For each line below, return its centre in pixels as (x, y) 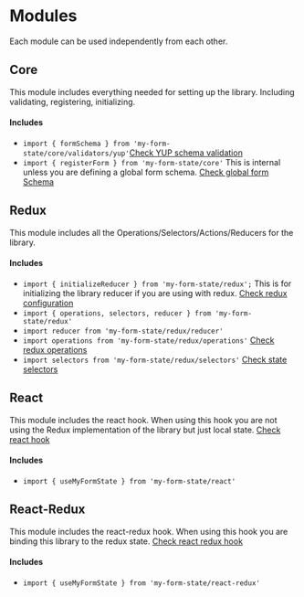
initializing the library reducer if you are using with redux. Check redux (155, 293)
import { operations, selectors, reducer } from (117, 313)
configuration (48, 303)
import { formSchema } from (76, 144)
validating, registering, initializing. (73, 101)
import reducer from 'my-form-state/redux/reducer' (123, 331)
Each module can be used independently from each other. (119, 41)
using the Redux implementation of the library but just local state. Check (145, 430)
